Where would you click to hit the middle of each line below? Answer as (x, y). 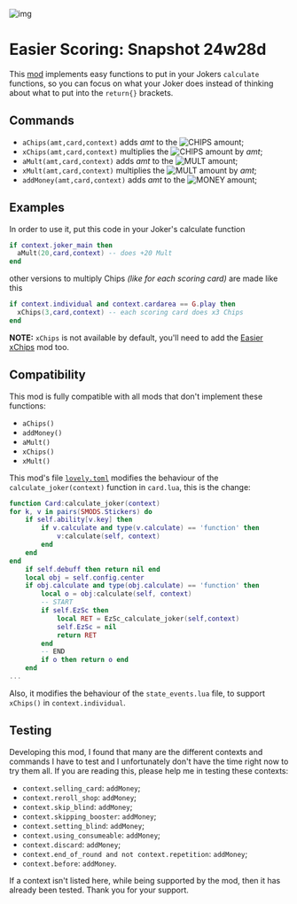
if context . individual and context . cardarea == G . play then (123, 304)
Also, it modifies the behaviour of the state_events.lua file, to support (137, 693)
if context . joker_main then (61, 245)
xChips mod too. (39, 347)
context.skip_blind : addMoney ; (77, 807)
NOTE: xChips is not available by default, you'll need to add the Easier (136, 338)
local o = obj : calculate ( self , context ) (117, 594)
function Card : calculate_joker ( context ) (85, 503)
